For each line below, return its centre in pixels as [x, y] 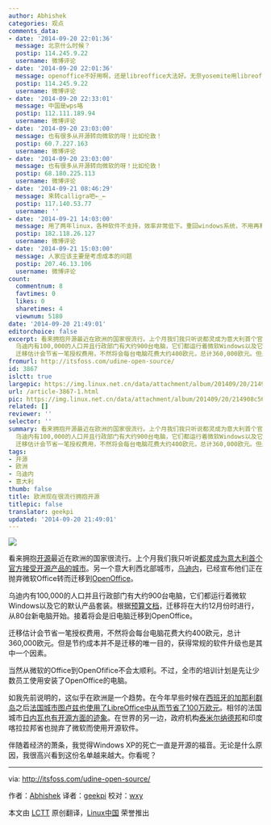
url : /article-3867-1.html [54, 391]
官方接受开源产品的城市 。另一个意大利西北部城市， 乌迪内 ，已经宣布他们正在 [135, 568]
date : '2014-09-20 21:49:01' [57, 324]
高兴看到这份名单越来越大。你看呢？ [96, 756]
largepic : [25, 384]
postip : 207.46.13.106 [54, 263]
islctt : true [30, 377]
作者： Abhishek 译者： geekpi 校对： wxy [76, 796]
